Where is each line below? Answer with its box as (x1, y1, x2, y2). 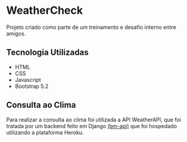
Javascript (14, 76, 41, 83)
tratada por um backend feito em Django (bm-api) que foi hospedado (6, 122, 177, 129)
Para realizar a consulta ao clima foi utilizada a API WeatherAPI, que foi (6, 116, 182, 123)
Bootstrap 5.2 (14, 82, 49, 90)
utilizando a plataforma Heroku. (6, 129, 84, 136)
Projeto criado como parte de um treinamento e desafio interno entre (6, 23, 177, 31)
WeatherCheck (6, 4, 83, 17)
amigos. (6, 29, 26, 37)
